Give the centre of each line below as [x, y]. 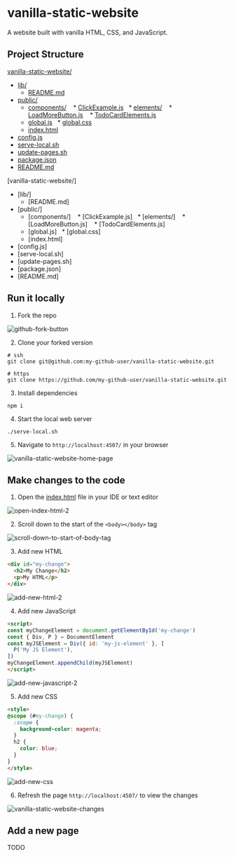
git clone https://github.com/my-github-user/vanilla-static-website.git [117, 380]
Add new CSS [37, 696]
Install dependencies [48, 393]
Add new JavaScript [47, 611]
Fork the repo [37, 315]
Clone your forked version [55, 343]
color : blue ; [39, 749]
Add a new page [43, 831]
